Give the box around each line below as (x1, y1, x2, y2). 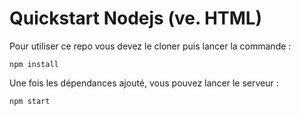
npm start (9, 96, 51, 106)
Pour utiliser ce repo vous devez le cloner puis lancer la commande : (9, 40, 292, 52)
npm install (9, 59, 59, 69)
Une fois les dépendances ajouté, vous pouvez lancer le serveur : (9, 77, 279, 89)
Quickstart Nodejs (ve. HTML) (9, 7, 263, 30)
